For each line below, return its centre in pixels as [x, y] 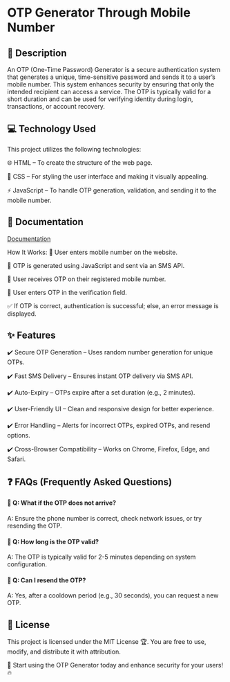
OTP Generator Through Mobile [99, 13]
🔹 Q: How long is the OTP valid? [53, 541]
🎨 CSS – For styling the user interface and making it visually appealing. [108, 176]
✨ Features [31, 335]
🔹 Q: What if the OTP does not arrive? [61, 503]
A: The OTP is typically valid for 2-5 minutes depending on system [102, 557]
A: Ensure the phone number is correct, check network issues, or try [105, 519]
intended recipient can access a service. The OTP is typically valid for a [109, 92]
